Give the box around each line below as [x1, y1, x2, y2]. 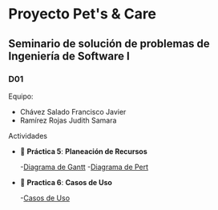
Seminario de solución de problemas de [8, 37, 210, 50]
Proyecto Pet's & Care [8, 5, 157, 23]
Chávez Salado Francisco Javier [19, 107, 127, 116]
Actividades [8, 131, 48, 140]
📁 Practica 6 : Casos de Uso [19, 177, 112, 187]
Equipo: [8, 91, 34, 101]
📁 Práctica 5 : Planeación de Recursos [19, 146, 148, 156]
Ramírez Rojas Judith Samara [19, 115, 117, 125]
